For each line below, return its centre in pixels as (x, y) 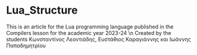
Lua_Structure (42, 10)
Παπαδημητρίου (26, 46)
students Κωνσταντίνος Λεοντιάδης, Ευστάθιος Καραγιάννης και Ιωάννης (99, 39)
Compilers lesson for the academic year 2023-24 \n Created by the (89, 33)
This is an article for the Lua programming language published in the (90, 27)
